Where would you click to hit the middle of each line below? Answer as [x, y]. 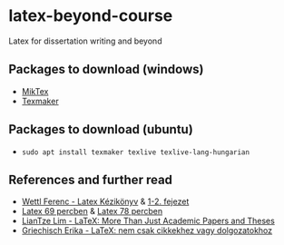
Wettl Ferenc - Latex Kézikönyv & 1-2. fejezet [105, 201]
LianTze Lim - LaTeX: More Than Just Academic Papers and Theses [148, 221]
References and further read [91, 179]
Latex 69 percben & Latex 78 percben [92, 211]
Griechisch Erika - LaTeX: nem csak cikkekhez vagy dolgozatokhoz [147, 230]
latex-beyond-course [91, 16]
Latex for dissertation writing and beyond [85, 41]
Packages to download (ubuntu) [101, 129]
